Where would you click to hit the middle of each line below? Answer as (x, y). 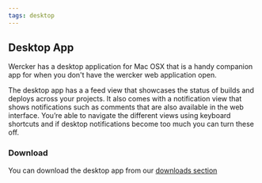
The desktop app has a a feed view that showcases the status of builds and (131, 90)
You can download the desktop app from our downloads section (113, 170)
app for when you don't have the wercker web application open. (112, 75)
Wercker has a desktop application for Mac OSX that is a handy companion (131, 67)
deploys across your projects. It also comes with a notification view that (125, 99)
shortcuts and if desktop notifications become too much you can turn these (131, 124)
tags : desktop (32, 15)
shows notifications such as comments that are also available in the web (126, 107)
